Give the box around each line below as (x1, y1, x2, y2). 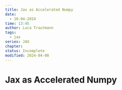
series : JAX (5, 39, 29, 44)
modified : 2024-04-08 (5, 53, 49, 58)
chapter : (5, 44, 23, 49)
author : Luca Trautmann (5, 26, 54, 30)
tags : (5, 30, 16, 35)
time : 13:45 (5, 21, 29, 26)
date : (5, 12, 16, 17)
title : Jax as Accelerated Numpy (5, 7, 73, 12)
